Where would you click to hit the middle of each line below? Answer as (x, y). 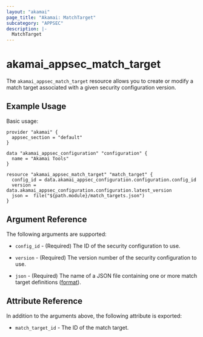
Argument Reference (47, 219)
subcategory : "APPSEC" (35, 23)
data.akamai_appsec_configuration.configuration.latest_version (89, 190)
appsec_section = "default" (47, 137)
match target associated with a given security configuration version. (91, 88)
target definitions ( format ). (48, 282)
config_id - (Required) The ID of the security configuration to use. (98, 246)
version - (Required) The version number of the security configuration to (106, 257)
